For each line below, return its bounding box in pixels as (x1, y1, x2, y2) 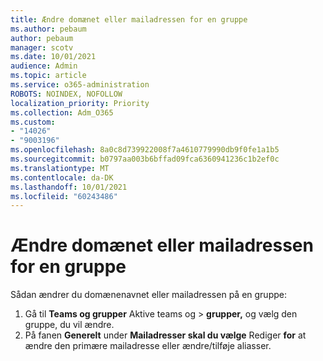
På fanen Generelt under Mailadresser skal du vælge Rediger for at (24, 329, 307, 341)
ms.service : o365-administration (10, 80, 150, 90)
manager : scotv (10, 42, 74, 53)
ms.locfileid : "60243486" (10, 191, 118, 201)
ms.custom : (10, 117, 56, 127)
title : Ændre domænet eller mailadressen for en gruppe (10, 14, 248, 25)
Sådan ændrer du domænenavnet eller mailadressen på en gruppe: (10, 289, 287, 301)
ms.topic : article (10, 71, 87, 81)
